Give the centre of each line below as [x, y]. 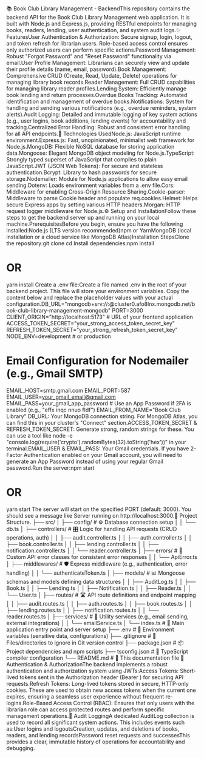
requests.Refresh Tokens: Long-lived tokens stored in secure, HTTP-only [98, 683]
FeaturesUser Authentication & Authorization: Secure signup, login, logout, [100, 37]
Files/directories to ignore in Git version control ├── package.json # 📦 [95, 643]
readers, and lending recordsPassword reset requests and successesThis [98, 735]
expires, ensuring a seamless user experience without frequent [85, 696]
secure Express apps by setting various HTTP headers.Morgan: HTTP [93, 205]
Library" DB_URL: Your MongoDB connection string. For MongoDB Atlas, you [102, 416]
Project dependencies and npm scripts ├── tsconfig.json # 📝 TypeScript [97, 651]
